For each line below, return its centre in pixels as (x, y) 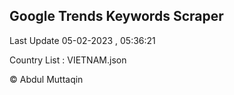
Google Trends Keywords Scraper (116, 16)
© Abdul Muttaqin (46, 79)
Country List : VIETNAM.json (68, 60)
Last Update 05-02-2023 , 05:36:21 (82, 40)
